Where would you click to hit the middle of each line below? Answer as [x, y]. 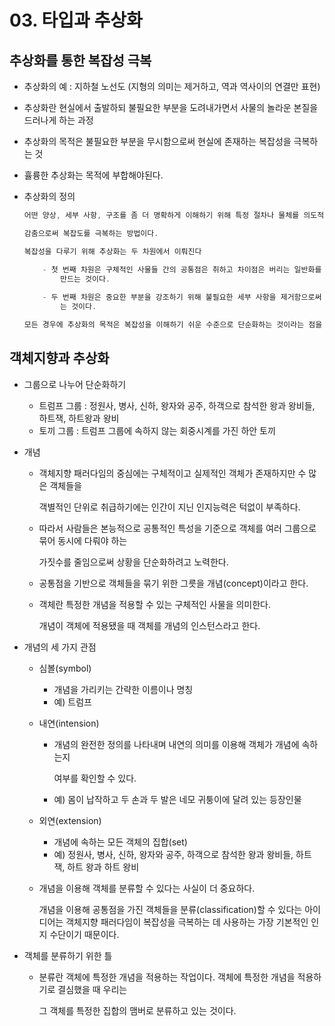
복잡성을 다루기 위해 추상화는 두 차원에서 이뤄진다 [112, 251]
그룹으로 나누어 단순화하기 [75, 384]
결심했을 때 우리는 [92, 989]
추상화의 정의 [49, 196]
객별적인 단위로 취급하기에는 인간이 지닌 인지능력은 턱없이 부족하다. [169, 507]
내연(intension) [69, 723]
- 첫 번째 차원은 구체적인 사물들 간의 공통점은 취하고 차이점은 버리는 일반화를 [182, 269]
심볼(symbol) [65, 668]
